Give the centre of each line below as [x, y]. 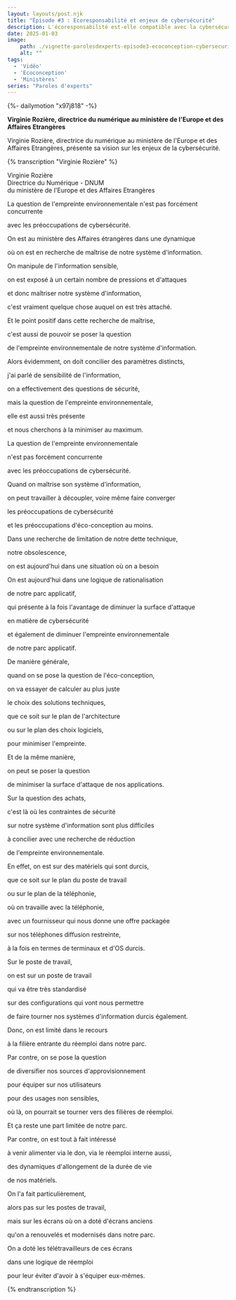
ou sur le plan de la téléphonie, [52, 894]
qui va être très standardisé [47, 989]
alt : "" [31, 54]
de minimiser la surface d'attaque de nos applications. [86, 785]
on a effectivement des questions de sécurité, [74, 389]
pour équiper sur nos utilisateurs [54, 1085]
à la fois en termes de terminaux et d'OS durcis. [76, 949]
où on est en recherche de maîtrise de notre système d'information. [105, 252]
